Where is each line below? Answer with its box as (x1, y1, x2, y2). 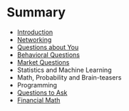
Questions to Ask (16, 88, 68, 97)
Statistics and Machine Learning (16, 65, 112, 74)
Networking (16, 35, 52, 43)
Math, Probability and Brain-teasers (16, 73, 122, 82)
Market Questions (16, 58, 70, 66)
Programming (16, 80, 58, 89)
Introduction (16, 28, 53, 36)
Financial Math (16, 95, 61, 104)
